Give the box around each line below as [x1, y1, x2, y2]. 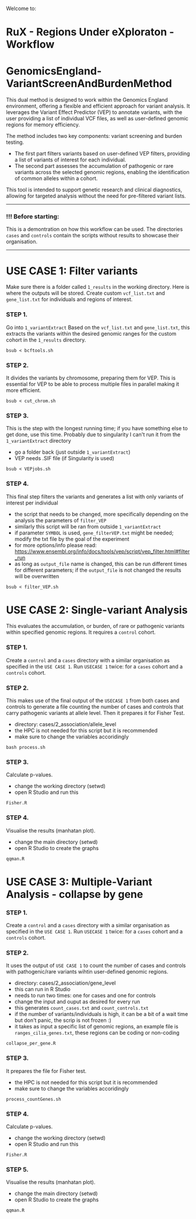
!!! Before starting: [6, 213, 60, 221]
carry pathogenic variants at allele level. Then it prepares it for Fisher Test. [6, 710, 185, 717]
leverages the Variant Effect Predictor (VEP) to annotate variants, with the [6, 109, 183, 116]
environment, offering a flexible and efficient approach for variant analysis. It [6, 102, 190, 110]
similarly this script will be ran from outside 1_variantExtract [14, 523, 162, 530]
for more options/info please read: [14, 541, 97, 548]
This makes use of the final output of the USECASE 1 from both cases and [6, 697, 180, 704]
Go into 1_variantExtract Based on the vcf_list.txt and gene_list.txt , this [6, 324, 190, 331]
